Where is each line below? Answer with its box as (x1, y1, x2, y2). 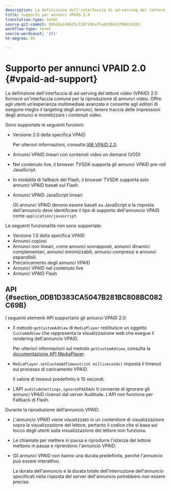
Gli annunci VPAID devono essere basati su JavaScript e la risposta (12, 202, 154, 208)
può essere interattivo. (12, 458, 60, 464)
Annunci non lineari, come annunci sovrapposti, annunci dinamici (12, 243, 150, 249)
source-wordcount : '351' (5, 31, 58, 36)
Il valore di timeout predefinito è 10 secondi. (12, 376, 105, 382)
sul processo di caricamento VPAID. (12, 366, 88, 372)
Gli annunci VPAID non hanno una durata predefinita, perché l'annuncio (12, 452, 163, 458)
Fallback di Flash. (12, 397, 50, 403)
